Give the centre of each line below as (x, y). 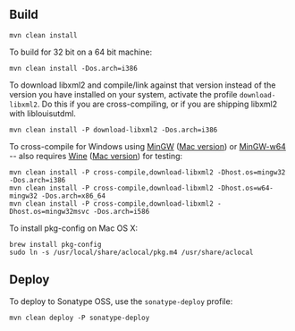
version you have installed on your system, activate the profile (123, 94)
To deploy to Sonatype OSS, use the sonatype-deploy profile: (121, 301)
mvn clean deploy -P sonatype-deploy (80, 318)
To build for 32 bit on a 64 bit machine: (81, 52)
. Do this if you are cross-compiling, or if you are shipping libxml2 (157, 104)
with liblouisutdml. (42, 113)
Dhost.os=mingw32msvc (50, 211)
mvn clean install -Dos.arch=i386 (74, 68)
